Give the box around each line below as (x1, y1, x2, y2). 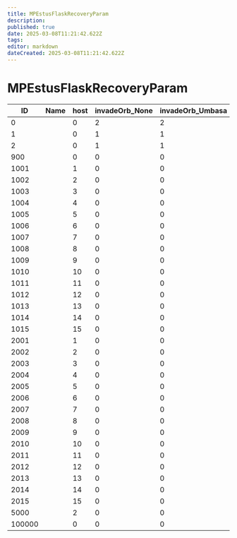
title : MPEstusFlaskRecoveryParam (7, 10, 109, 18)
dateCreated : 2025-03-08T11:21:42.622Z (7, 50, 125, 57)
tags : (7, 37, 23, 44)
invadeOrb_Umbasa (159, 105, 228, 115)
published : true (7, 23, 55, 30)
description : (7, 17, 46, 24)
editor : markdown (7, 43, 59, 50)
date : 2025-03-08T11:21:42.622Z (7, 30, 102, 37)
